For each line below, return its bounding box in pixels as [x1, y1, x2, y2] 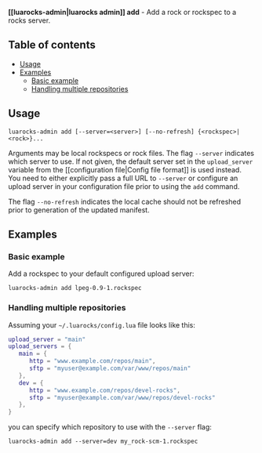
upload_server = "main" [8, 335, 86, 343]
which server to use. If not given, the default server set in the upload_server [8, 157, 253, 166]
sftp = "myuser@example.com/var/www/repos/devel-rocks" [28, 393, 216, 401]
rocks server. [8, 16, 51, 25]
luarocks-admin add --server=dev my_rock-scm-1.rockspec [8, 437, 198, 446]
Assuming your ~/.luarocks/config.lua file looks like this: [8, 320, 196, 329]
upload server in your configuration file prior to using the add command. [8, 181, 240, 191]
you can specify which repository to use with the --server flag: [8, 422, 212, 432]
